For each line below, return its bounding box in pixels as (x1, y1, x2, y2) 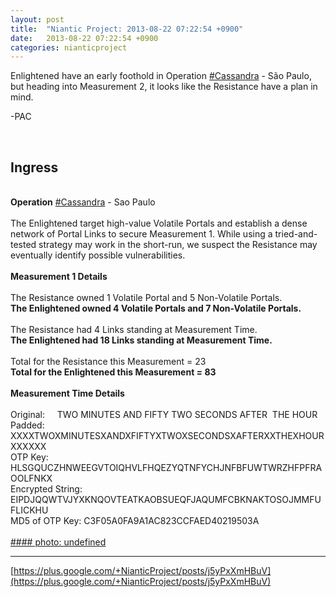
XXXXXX (10, 441, 47, 453)
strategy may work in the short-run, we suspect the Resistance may (38, 239, 318, 251)
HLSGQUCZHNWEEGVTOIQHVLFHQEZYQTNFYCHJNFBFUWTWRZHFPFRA (10, 462, 323, 474)
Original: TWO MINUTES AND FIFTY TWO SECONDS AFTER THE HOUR (10, 409, 318, 421)
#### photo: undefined (10, 536, 107, 548)
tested (10, 239, 37, 251)
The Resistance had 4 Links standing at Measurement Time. (10, 324, 258, 336)
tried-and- (274, 228, 318, 240)
